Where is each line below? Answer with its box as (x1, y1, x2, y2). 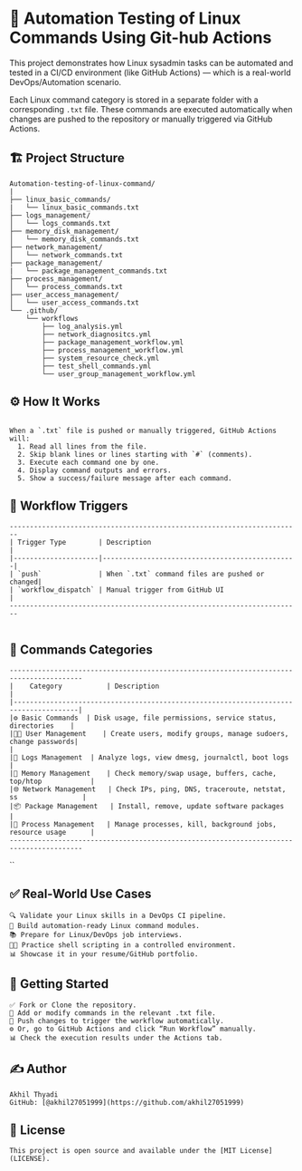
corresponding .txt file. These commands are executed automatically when (9, 103, 293, 114)
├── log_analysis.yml (42, 322, 124, 331)
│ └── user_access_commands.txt (9, 298, 140, 307)
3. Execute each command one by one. (17, 458, 160, 467)
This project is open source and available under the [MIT (9, 1147, 237, 1156)
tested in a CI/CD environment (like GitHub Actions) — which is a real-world (9, 67, 291, 78)
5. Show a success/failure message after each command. (17, 473, 232, 483)
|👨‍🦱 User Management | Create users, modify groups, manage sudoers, (9, 730, 289, 739)
